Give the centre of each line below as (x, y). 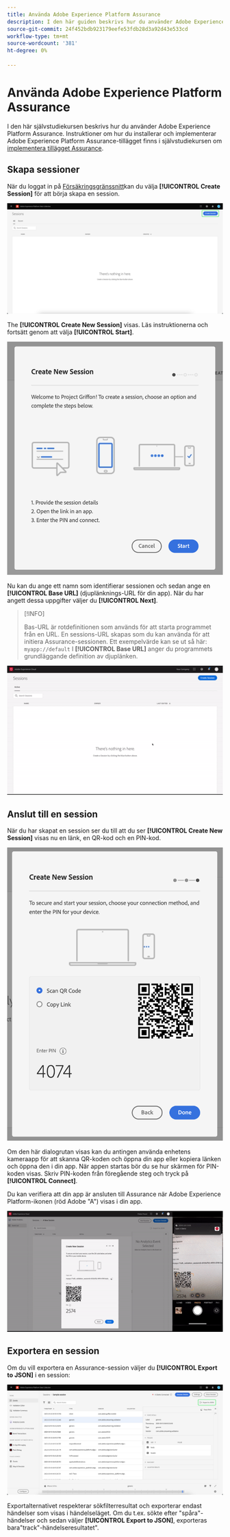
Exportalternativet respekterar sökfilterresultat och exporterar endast (104, 1506)
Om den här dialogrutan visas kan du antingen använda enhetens (99, 1152)
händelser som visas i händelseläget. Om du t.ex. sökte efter (92, 1513)
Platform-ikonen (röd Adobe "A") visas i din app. (75, 1201)
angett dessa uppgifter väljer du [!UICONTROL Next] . (82, 600)
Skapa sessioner (43, 170)
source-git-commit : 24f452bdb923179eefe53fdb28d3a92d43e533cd (98, 29)
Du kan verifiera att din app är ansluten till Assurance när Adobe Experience (114, 1194)
